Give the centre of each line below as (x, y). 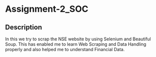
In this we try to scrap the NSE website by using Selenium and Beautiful (78, 39)
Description (24, 27)
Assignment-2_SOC (47, 9)
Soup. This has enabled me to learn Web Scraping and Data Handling (76, 44)
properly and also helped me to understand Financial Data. (65, 49)
